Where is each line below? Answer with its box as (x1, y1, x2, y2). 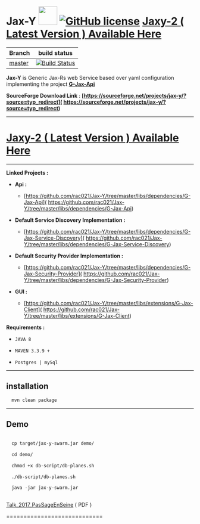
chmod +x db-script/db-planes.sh (11, 463, 95, 469)
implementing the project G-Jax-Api (6, 80, 95, 88)
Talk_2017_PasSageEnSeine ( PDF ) (6, 501, 92, 508)
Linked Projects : (6, 169, 49, 176)
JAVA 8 (14, 336, 32, 342)
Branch (9, 48, 30, 57)
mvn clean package (11, 397, 58, 403)
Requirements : (6, 324, 45, 331)
